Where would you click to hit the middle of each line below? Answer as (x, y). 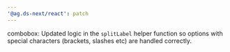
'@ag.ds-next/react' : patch (48, 14)
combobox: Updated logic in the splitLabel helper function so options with (115, 33)
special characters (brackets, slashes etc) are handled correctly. (100, 41)
